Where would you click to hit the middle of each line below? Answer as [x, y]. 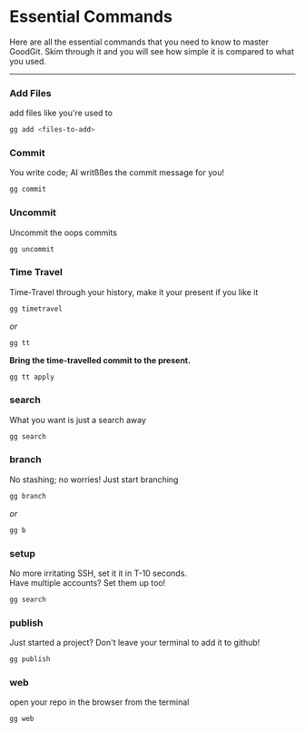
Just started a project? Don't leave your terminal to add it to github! [135, 643]
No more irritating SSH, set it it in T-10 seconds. [98, 573]
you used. [28, 61]
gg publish [30, 659]
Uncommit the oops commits [64, 232]
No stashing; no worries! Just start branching [94, 480]
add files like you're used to [61, 113]
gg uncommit [32, 249]
